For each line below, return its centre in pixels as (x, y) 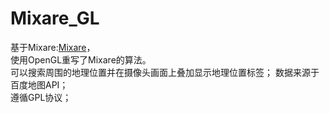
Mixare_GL (55, 18)
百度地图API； (39, 84)
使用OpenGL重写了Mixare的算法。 (81, 59)
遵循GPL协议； (41, 97)
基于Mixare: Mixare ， (53, 47)
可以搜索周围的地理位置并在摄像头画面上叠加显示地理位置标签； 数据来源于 (165, 72)
